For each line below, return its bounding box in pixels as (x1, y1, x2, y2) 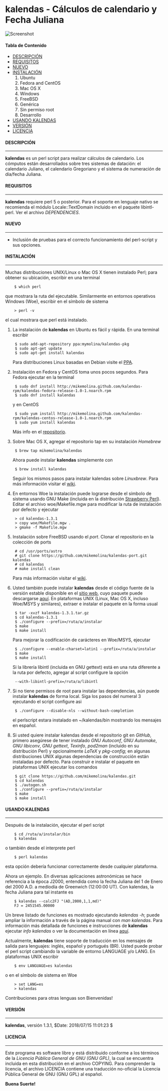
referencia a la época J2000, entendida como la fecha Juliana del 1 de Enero (5, 878, 163, 884)
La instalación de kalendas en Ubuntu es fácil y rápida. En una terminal (12, 326, 159, 332)
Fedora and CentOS (19, 80, 61, 86)
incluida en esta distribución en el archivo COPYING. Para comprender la (5, 1060, 155, 1066)
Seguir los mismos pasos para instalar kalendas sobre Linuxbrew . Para (12, 475, 158, 481)
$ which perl (14, 284, 41, 289)
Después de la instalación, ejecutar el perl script (5, 822, 104, 828)
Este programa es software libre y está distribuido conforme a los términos (5, 1049, 159, 1056)
